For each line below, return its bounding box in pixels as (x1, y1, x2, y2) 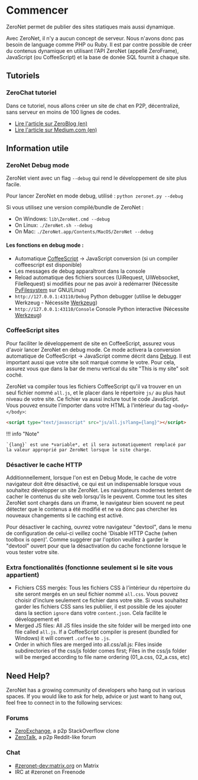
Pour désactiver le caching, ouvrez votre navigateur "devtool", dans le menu (6, 523, 192, 530)
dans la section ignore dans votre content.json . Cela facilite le (14, 609, 167, 617)
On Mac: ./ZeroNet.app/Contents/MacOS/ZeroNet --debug (14, 228, 154, 235)
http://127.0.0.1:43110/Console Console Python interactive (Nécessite (14, 305, 189, 312)
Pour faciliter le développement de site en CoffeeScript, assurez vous (6, 339, 176, 347)
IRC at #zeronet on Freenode (14, 768, 86, 775)
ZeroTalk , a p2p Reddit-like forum (14, 734, 96, 741)
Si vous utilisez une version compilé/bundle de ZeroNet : (6, 204, 144, 211)
